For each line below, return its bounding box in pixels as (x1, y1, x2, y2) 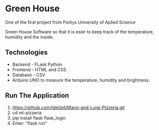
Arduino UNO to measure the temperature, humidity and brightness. (12, 77, 150, 83)
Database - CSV (12, 72, 45, 78)
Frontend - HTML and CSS (12, 66, 66, 72)
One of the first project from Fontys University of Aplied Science (5, 19, 136, 25)
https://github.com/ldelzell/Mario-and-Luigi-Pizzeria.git (12, 104, 125, 110)
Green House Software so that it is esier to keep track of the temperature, (5, 29, 154, 34)
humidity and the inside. (5, 34, 54, 40)
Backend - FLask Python (12, 61, 63, 67)
